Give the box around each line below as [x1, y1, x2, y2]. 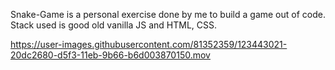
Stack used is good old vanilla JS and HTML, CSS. [10, 19, 218, 31]
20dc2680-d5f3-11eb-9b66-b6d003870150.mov [10, 49, 211, 61]
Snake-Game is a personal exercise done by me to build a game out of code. [10, 9, 326, 20]
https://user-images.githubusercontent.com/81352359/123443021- [10, 39, 288, 50]
